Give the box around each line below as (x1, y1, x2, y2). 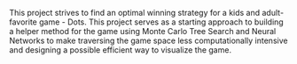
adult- (262, 8, 285, 18)
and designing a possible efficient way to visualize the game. (9, 45, 232, 55)
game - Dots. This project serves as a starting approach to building (38, 17, 284, 27)
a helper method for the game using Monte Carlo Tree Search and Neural (9, 26, 277, 36)
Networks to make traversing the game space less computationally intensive (9, 35, 288, 46)
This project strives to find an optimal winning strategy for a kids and (9, 8, 261, 18)
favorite (9, 17, 38, 27)
